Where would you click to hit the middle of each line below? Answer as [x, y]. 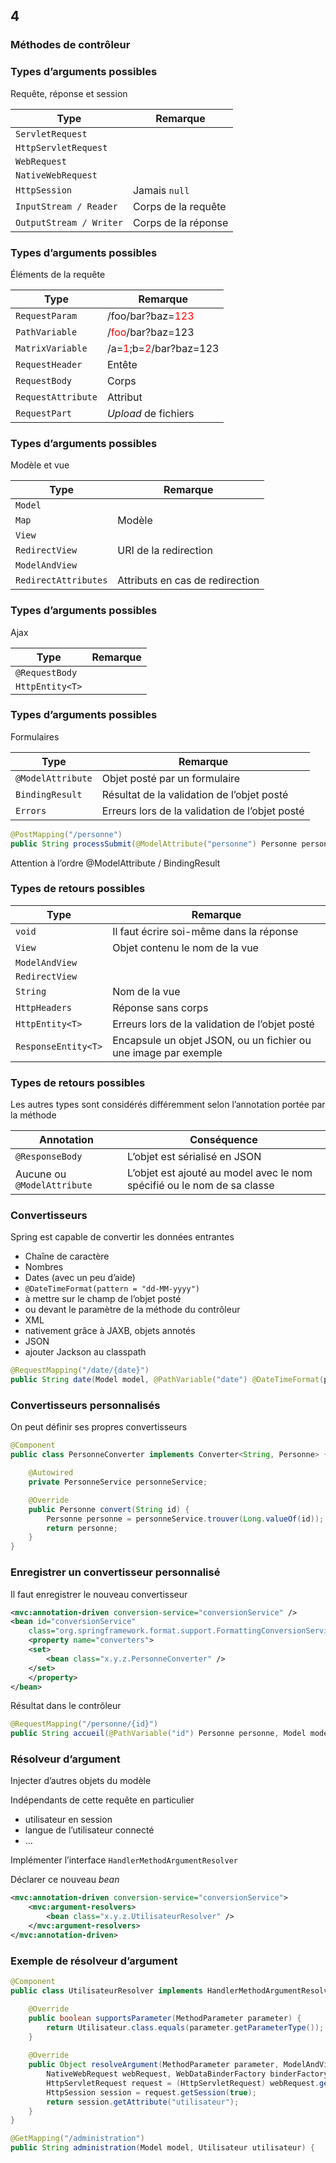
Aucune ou [41, 1174]
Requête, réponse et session [69, 93]
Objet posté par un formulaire [171, 778]
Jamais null [161, 190]
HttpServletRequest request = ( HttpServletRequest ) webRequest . [183, 2083]
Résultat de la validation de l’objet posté [195, 794]
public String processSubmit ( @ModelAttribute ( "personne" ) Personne [154, 844]
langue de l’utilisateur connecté [89, 1830]
